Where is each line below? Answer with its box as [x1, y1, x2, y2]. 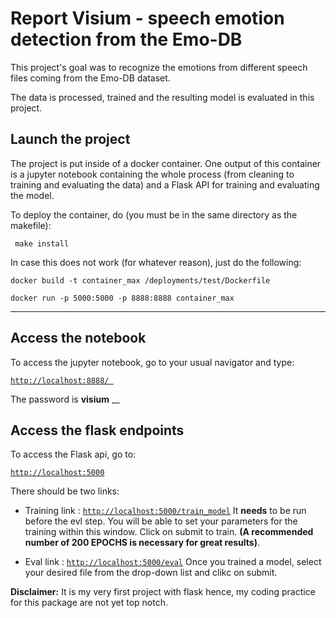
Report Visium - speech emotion [10, 7, 285, 30]
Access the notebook [10, 330, 147, 347]
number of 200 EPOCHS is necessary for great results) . [24, 537, 260, 549]
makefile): [10, 219, 52, 231]
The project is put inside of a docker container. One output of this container [10, 157, 322, 169]
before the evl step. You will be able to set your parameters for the [24, 515, 298, 527]
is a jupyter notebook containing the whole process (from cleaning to [10, 168, 295, 180]
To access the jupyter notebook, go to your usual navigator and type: [10, 356, 295, 368]
